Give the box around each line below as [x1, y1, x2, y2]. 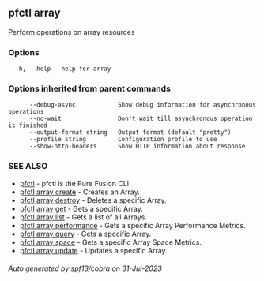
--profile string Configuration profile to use [28, 136, 217, 144]
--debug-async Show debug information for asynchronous [28, 101, 257, 109]
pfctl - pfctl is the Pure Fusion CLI [19, 178, 130, 188]
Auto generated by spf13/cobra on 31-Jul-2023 [8, 264, 162, 273]
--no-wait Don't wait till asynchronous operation [28, 114, 253, 123]
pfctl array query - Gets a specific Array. [19, 229, 152, 238]
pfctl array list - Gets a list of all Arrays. [19, 212, 148, 222]
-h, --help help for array [15, 65, 111, 73]
